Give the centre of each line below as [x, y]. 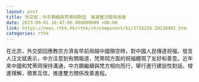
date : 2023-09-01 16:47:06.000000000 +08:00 [62, 22]
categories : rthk [28, 34]
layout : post [22, 12]
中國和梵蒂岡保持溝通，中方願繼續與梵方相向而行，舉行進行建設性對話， [99, 66]
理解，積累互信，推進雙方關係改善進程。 [60, 73]
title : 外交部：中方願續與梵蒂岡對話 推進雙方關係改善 [66, 17]
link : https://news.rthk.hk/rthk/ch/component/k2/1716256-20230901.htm [96, 28]
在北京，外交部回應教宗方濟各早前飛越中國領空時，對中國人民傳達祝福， [94, 51]
